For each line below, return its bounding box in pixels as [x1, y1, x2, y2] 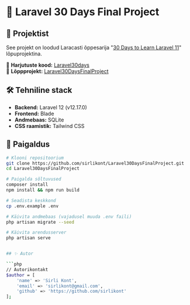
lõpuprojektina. [6, 50, 43, 57]
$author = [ [6, 272, 35, 278]
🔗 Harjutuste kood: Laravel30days [6, 61, 89, 68]
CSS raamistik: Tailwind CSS [14, 122, 85, 129]
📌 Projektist [6, 29, 49, 39]
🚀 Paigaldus [6, 140, 50, 150]
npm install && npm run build [6, 187, 80, 193]
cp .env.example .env [6, 203, 59, 209]
